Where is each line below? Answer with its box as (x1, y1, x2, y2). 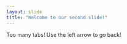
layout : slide (6, 8, 43, 15)
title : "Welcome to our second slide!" (6, 14, 108, 20)
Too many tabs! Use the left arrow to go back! (6, 31, 122, 38)
